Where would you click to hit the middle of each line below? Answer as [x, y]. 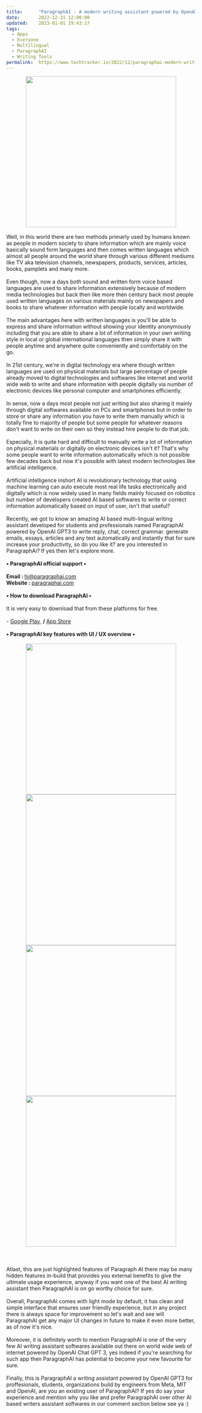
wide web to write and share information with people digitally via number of [100, 384]
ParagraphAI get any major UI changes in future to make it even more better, [101, 1320]
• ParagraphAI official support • [46, 563]
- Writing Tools [32, 57]
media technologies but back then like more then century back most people [100, 294]
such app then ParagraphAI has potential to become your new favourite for [99, 1359]
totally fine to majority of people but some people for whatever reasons [94, 422]
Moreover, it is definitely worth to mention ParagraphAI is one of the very [96, 1339]
